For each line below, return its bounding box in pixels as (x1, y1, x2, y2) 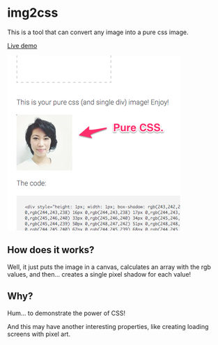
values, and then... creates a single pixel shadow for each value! (7, 270, 192, 278)
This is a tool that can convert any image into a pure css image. (7, 28, 189, 36)
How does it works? (7, 244, 95, 256)
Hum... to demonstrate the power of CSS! (7, 309, 126, 317)
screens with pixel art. (7, 330, 71, 338)
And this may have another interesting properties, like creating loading (7, 322, 209, 330)
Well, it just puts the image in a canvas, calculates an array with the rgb (7, 263, 211, 271)
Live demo (7, 41, 38, 49)
